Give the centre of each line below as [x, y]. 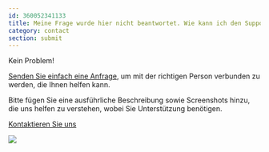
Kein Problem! [31, 61]
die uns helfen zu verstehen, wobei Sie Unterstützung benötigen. [115, 109]
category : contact [39, 30]
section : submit [35, 38]
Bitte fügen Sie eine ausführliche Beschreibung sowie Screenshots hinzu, [129, 100]
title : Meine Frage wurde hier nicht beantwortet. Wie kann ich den [125, 23]
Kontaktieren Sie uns [42, 124]
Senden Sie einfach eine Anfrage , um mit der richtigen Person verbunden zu [134, 76]
